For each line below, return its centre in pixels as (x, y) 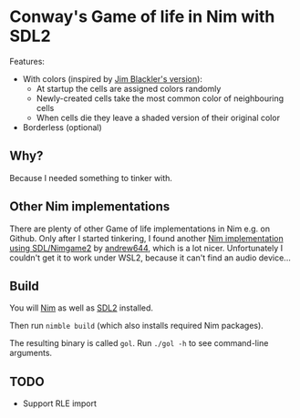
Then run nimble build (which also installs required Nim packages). (137, 326)
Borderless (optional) (62, 127)
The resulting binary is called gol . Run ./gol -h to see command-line (139, 343)
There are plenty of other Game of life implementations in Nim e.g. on (140, 229)
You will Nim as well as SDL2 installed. (81, 308)
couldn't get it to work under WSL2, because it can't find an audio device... (150, 258)
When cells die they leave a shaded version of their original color (158, 117)
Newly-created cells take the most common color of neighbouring (160, 98)
